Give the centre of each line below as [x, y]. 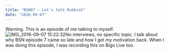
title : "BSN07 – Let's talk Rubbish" [45, 10]
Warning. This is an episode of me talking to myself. [60, 29]
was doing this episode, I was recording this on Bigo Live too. [70, 45]
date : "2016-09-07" [26, 15]
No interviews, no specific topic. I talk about [112, 34]
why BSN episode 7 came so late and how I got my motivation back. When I [85, 40]
